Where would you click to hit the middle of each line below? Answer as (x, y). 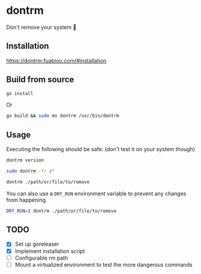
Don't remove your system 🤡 (41, 27)
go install (20, 93)
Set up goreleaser (37, 244)
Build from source (40, 80)
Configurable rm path (41, 258)
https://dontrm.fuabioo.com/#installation (56, 60)
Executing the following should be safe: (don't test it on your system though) (101, 149)
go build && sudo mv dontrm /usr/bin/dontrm (63, 116)
